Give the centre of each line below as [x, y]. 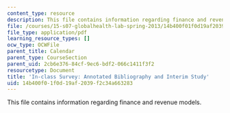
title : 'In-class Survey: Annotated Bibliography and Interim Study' [108, 77]
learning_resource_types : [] [49, 39]
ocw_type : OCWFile [33, 45]
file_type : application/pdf [47, 32]
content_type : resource [41, 13]
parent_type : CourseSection [47, 58]
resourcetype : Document [41, 70]
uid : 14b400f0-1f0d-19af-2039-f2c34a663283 [70, 83]
